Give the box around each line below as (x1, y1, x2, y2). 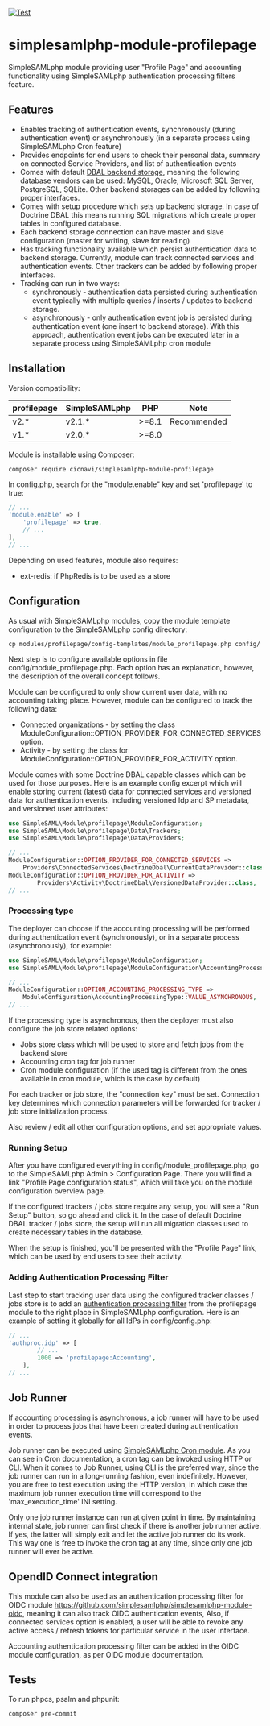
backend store (19, 1048, 68, 1058)
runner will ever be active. (8, 1546, 95, 1556)
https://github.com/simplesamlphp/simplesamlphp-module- (54, 1599, 252, 1609)
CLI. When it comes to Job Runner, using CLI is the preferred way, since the (8, 1463, 260, 1472)
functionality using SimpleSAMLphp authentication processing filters (8, 71, 235, 81)
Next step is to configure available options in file (8, 653, 168, 664)
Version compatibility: (8, 383, 80, 392)
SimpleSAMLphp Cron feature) (19, 141, 122, 151)
